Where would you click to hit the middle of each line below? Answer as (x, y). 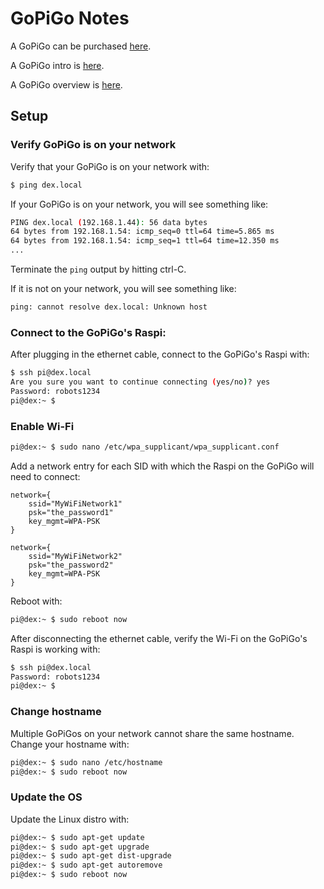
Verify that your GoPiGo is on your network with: (110, 166)
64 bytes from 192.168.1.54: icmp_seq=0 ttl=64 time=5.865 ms (142, 232)
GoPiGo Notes (70, 18)
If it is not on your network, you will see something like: (123, 288)
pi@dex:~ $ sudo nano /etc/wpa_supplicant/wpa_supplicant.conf (145, 447)
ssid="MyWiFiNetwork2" (75, 556)
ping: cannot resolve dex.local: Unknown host (109, 307)
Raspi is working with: (55, 649)
